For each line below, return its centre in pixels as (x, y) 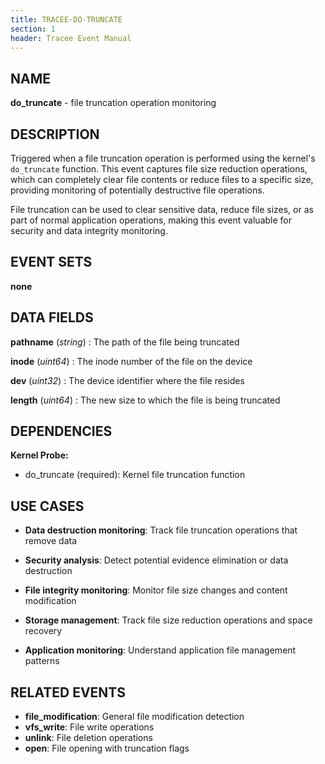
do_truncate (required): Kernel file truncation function (135, 475)
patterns (42, 661)
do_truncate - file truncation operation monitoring (113, 103)
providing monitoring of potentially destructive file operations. (137, 190)
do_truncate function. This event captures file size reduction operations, (159, 169)
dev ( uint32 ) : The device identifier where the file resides (127, 380)
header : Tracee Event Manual (71, 38)
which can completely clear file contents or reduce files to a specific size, (162, 179)
